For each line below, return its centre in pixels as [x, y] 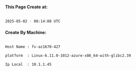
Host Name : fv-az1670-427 [33, 47]
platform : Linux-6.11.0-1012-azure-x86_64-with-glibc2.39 [68, 56]
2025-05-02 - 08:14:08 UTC [33, 21]
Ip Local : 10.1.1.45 [28, 65]
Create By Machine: [26, 32]
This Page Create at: [26, 7]
